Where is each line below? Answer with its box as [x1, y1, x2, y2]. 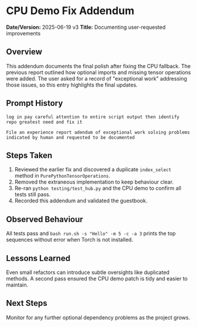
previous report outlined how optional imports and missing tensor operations [6, 69, 191, 76]
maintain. [6, 281, 28, 288]
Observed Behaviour [6, 214, 83, 224]
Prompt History [6, 98, 63, 108]
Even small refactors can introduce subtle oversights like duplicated [6, 269, 170, 276]
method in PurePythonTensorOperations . [14, 172, 110, 179]
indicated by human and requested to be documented [6, 134, 135, 141]
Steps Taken [6, 150, 53, 160]
